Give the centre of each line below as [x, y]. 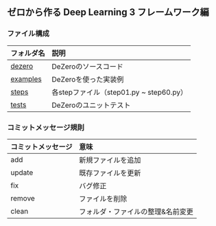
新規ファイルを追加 [110, 160]
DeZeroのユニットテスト [91, 105]
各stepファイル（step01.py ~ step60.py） [119, 92]
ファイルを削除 [103, 199]
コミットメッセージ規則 [46, 127]
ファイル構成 [28, 34]
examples [26, 79]
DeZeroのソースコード [87, 66]
